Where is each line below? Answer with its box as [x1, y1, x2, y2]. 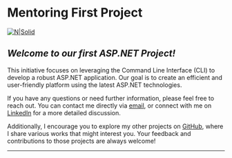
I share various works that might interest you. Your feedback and [7, 129, 191, 137]
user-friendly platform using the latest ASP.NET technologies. [7, 81, 182, 89]
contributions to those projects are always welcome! [7, 137, 156, 145]
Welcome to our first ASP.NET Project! [7, 48, 176, 59]
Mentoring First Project [7, 5, 143, 21]
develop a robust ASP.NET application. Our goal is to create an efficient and [7, 73, 223, 81]
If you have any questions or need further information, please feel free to [7, 94, 215, 102]
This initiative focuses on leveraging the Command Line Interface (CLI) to [7, 66, 215, 74]
